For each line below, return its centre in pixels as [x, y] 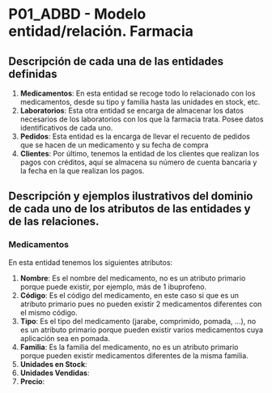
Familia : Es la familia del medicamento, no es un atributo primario [129, 347]
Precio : [32, 381]
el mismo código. [49, 312]
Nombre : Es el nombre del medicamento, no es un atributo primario [133, 278]
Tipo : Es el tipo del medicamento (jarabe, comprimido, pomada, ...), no [138, 321]
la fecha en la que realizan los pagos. [82, 171]
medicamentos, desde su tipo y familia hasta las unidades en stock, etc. [140, 102]
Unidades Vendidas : [55, 373]
